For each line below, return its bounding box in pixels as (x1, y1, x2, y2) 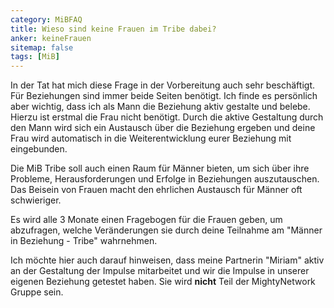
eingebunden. (10, 143, 68, 155)
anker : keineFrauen (10, 33, 92, 43)
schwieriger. (10, 194, 62, 206)
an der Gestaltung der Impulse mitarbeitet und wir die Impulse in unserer (10, 265, 310, 277)
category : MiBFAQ (10, 14, 83, 25)
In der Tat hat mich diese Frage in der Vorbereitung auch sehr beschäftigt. (10, 79, 315, 91)
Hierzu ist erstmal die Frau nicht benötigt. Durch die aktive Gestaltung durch (10, 111, 324, 123)
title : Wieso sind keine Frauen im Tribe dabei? (10, 24, 217, 34)
